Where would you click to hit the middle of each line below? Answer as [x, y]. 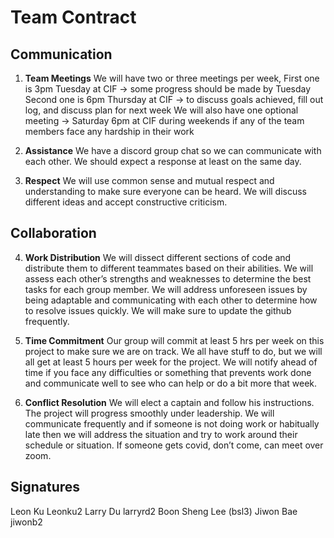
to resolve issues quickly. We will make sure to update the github [158, 310]
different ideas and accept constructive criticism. [126, 202]
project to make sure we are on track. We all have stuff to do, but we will [173, 351]
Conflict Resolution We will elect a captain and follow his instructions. [169, 402]
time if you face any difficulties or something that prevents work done [168, 372]
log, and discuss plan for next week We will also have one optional [161, 110]
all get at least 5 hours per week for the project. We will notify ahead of [171, 362]
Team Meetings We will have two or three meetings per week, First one [172, 78]
